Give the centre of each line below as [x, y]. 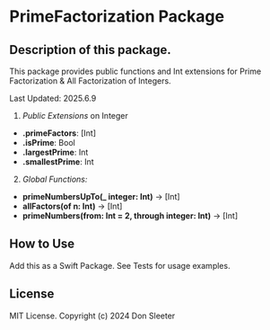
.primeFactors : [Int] [59, 133]
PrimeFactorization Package [117, 17]
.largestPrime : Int [55, 152]
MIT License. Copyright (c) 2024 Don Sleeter [92, 316]
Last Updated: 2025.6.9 [53, 98]
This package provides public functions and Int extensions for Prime [135, 71]
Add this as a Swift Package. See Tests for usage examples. [120, 265]
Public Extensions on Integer [75, 116]
